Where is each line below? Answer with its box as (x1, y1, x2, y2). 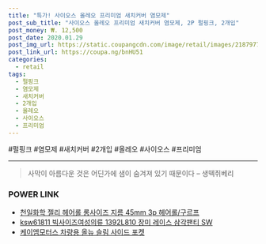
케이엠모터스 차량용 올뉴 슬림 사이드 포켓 (19, 227, 145, 237)
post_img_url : (8, 41, 55, 49)
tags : (8, 70, 26, 78)
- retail (15, 63, 44, 71)
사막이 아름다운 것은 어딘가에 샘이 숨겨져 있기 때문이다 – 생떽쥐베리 (27, 168, 234, 178)
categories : (8, 56, 47, 64)
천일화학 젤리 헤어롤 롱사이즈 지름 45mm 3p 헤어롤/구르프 (19, 208, 199, 217)
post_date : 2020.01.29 (8, 33, 83, 42)
